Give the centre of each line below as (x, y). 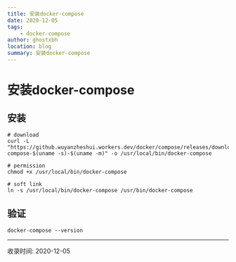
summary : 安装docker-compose (49, 54)
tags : (15, 27)
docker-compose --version (45, 230)
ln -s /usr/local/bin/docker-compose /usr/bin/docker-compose (100, 190)
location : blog (29, 46)
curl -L (19, 141)
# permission (26, 166)
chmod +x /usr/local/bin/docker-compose (67, 172)
